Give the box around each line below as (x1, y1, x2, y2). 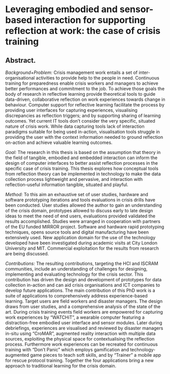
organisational (5, 75, 35, 81)
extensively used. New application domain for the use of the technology (5, 235, 156, 240)
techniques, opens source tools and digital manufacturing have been (5, 229, 149, 235)
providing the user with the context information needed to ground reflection (5, 134, 163, 140)
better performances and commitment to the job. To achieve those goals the (5, 86, 165, 92)
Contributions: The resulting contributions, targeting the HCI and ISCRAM (5, 260, 159, 267)
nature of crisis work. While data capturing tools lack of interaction (5, 123, 145, 129)
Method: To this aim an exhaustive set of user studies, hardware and (5, 192, 149, 197)
